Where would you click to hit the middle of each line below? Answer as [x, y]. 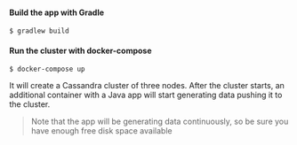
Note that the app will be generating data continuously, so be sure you [160, 122]
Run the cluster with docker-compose [81, 50]
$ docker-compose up [48, 69]
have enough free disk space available [101, 131]
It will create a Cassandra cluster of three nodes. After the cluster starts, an [147, 86]
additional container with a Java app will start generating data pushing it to [146, 95]
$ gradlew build [39, 31]
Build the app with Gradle [57, 12]
